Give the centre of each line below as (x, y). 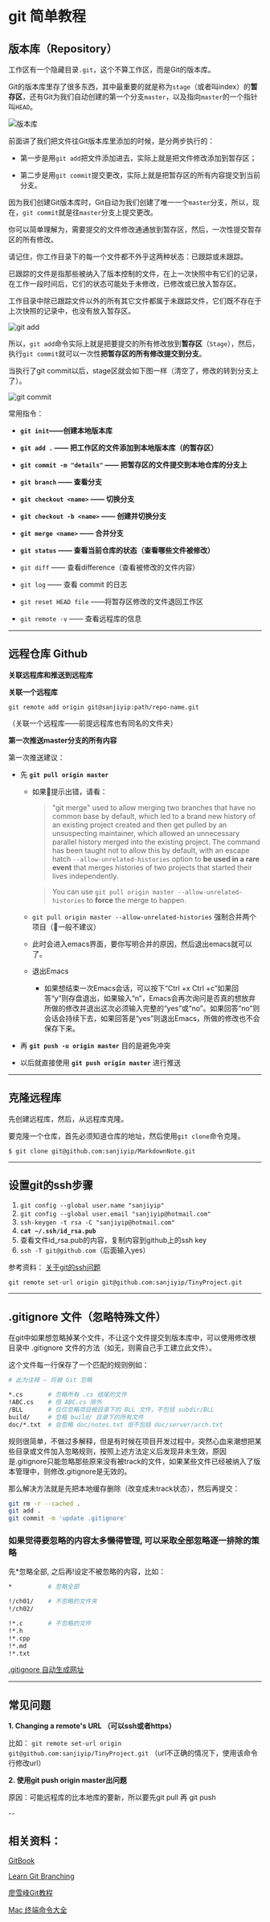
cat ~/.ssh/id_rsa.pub (58, 1232)
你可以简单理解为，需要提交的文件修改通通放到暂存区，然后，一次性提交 (128, 229)
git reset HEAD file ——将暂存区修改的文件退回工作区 (111, 601)
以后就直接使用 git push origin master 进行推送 (100, 1062)
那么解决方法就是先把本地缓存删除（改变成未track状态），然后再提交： (124, 1488)
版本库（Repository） (63, 49)
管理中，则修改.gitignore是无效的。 (73, 1471)
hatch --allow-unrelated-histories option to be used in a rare (155, 858)
